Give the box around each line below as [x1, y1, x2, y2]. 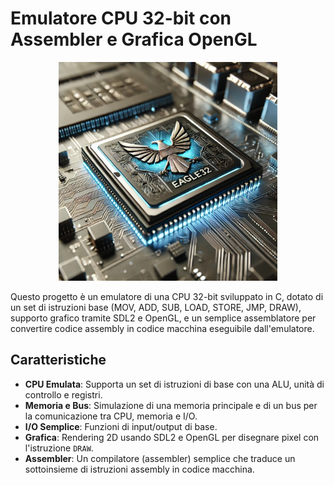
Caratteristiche [10, 352, 107, 369]
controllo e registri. [24, 388, 103, 401]
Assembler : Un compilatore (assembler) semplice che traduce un [24, 452, 296, 464]
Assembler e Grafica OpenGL [10, 28, 258, 51]
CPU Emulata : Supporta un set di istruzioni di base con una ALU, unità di [24, 378, 325, 390]
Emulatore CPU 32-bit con [10, 7, 232, 30]
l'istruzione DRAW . [24, 442, 94, 454]
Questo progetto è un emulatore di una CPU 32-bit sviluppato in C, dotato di [10, 290, 324, 302]
